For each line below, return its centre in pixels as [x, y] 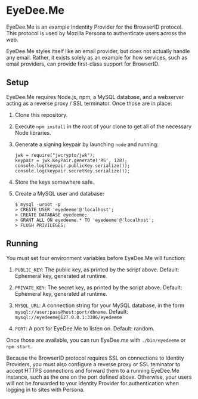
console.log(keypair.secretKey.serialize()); [72, 171]
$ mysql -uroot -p [38, 204]
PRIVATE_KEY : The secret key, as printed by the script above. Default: [98, 287]
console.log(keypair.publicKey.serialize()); [72, 166]
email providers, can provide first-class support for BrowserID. [83, 64]
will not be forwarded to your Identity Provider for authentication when [93, 383]
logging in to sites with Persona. [46, 389]
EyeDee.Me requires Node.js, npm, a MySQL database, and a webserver [95, 97]
